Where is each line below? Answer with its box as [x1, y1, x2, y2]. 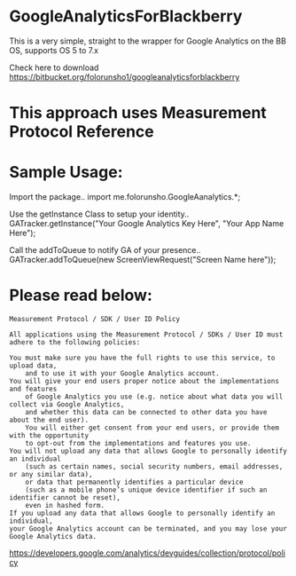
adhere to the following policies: [9, 338, 141, 347]
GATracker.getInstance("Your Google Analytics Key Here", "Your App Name [9, 218, 284, 229]
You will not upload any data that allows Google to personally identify [9, 446, 288, 455]
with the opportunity [9, 431, 90, 440]
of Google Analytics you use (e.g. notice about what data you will [25, 392, 284, 401]
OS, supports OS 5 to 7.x [9, 44, 99, 55]
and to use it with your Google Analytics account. [25, 369, 220, 378]
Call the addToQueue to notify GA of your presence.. [9, 245, 201, 256]
